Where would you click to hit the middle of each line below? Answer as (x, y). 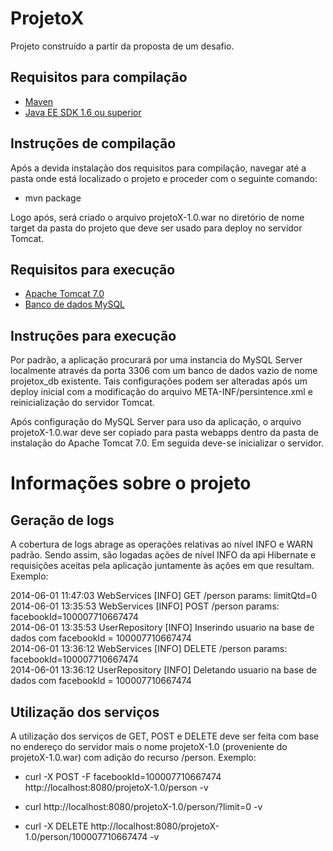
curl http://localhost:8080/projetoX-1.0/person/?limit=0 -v (143, 806)
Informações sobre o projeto (131, 483)
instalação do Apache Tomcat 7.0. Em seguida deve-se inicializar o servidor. (167, 443)
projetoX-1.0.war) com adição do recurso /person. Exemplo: (133, 757)
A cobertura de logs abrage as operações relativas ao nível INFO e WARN (161, 544)
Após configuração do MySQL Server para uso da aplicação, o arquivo (156, 422)
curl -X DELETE (56, 826)
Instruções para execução (93, 335)
